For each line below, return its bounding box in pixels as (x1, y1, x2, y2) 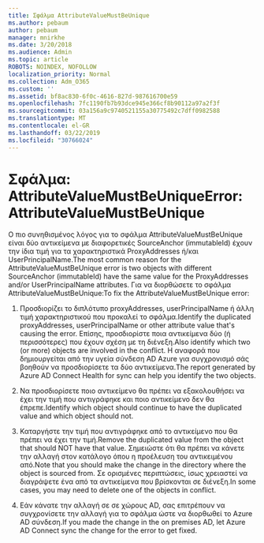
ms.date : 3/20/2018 (8, 41, 73, 49)
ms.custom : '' (8, 84, 55, 93)
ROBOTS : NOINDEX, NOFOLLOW (8, 63, 97, 71)
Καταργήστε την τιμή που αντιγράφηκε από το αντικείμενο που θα (19, 427, 238, 436)
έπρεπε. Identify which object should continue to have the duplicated (19, 403, 243, 413)
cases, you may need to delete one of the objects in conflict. (19, 485, 217, 495)
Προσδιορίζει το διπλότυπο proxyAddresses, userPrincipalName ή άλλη (19, 304, 255, 313)
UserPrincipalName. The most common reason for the (8, 255, 182, 264)
